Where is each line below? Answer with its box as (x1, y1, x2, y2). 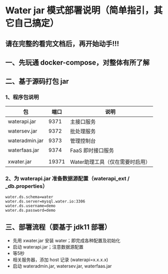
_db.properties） (5, 182, 48, 189)
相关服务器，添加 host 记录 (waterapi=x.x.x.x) (12, 256, 108, 263)
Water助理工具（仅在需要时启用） (70, 158, 151, 165)
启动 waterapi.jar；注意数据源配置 (12, 243, 84, 250)
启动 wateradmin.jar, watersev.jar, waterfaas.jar (12, 263, 112, 269)
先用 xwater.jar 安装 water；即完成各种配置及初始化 (12, 237, 121, 243)
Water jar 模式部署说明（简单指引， (5, 5, 154, 16)
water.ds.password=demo (5, 208, 56, 213)
